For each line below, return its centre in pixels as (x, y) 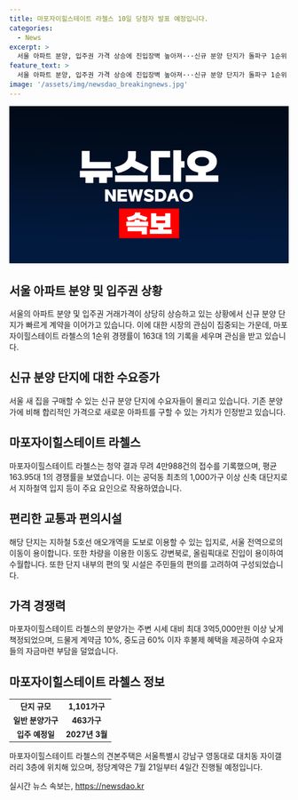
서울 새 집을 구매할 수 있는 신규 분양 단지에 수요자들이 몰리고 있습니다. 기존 (138, 401)
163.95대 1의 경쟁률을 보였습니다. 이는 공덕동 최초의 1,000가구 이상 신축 (133, 476)
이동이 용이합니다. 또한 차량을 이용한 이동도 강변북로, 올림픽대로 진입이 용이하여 (146, 553)
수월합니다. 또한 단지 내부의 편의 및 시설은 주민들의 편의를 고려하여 (124, 564)
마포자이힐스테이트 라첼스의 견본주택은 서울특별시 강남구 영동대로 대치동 (134, 756)
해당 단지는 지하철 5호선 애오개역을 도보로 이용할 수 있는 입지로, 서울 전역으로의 (146, 541)
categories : (31, 28)
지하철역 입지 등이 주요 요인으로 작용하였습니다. (100, 488)
